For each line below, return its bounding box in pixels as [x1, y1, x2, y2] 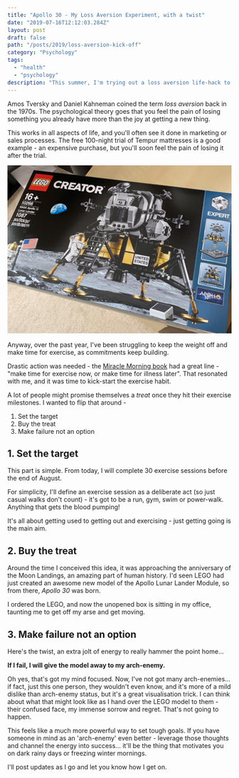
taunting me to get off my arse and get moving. [7, 608, 146, 617]
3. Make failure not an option [7, 628, 137, 640]
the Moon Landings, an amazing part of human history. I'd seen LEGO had [7, 571, 224, 580]
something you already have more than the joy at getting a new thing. [7, 114, 211, 123]
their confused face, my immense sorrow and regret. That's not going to [7, 705, 219, 713]
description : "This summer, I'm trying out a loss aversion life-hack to [7, 79, 231, 86]
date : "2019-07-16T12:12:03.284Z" [7, 18, 110, 26]
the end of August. [7, 474, 63, 483]
